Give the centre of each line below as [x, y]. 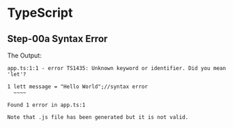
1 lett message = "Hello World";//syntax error [78, 87]
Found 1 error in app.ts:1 [46, 105]
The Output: [24, 55]
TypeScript [40, 13]
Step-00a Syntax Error [58, 39]
